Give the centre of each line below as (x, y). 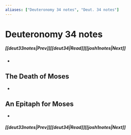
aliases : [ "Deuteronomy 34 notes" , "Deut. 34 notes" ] (62, 10)
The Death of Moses (37, 77)
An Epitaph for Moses (39, 104)
